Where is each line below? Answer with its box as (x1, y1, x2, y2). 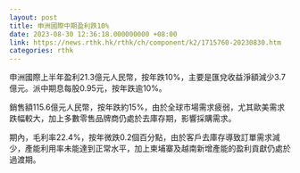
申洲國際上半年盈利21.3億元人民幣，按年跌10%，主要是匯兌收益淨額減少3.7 (9, 72, 286, 83)
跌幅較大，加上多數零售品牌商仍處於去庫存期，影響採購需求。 (9, 113, 237, 124)
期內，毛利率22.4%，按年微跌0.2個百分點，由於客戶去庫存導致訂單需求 (9, 132, 272, 143)
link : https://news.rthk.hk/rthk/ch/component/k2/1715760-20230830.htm (9, 37, 281, 47)
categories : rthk (9, 46, 74, 55)
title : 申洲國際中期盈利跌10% (9, 21, 110, 30)
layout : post (9, 12, 58, 22)
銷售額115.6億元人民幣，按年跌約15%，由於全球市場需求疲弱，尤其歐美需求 (9, 102, 286, 112)
